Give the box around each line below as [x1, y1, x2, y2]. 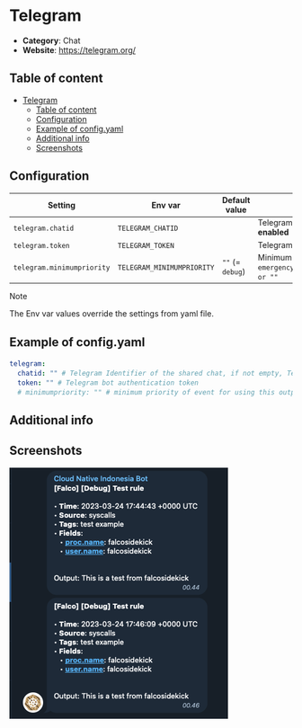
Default [221, 195, 251, 206]
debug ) [221, 266, 245, 277]
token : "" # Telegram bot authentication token [17, 378, 200, 387]
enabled [257, 226, 289, 238]
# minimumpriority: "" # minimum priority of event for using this [17, 387, 276, 396]
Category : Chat [22, 35, 81, 46]
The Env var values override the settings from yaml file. [9, 308, 214, 319]
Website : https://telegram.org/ [22, 44, 137, 55]
